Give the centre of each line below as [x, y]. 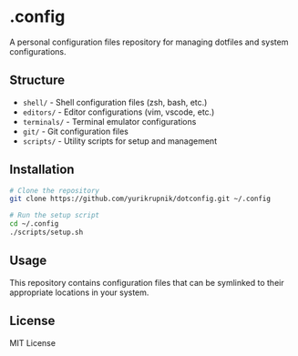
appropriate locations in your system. [79, 292]
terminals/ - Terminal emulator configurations [109, 121]
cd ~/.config [34, 224]
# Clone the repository [55, 190]
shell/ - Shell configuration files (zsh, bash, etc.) [115, 102]
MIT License [33, 342]
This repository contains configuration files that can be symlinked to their [147, 282]
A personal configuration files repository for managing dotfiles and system [149, 42]
